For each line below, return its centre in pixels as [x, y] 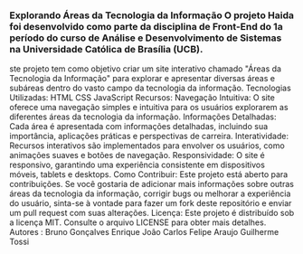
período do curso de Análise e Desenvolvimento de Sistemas [146, 38]
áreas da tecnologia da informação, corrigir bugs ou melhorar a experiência [150, 193]
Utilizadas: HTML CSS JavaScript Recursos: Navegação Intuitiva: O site [142, 98]
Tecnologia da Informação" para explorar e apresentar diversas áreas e [142, 79]
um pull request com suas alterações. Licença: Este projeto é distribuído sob [152, 213]
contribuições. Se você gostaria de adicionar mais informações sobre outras [151, 184]
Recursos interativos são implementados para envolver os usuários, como [147, 146]
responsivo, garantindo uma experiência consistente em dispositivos [137, 165]
